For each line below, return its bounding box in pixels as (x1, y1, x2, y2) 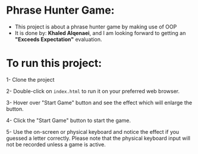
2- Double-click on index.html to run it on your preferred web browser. (6, 87, 180, 95)
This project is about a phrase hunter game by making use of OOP (14, 23, 177, 30)
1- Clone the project (6, 76, 55, 83)
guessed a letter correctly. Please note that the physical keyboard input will (6, 134, 190, 142)
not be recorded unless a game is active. (6, 140, 106, 148)
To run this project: (6, 57, 102, 70)
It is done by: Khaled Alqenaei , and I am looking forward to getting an (14, 29, 186, 36)
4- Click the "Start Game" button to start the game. (6, 117, 131, 124)
